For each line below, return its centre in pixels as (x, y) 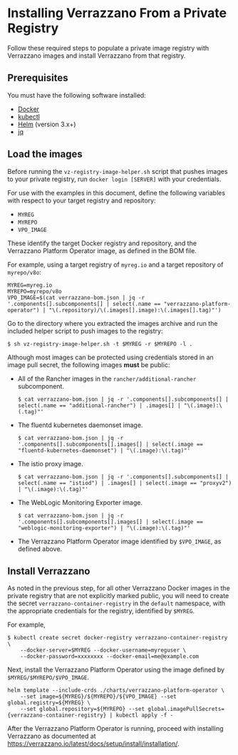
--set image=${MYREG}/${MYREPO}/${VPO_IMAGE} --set (98, 697)
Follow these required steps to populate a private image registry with (108, 48)
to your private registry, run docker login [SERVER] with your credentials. (114, 179)
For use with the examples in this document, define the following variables (117, 192)
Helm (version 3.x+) (47, 124)
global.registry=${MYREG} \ (49, 703)
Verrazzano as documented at (52, 736)
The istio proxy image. (50, 463)
